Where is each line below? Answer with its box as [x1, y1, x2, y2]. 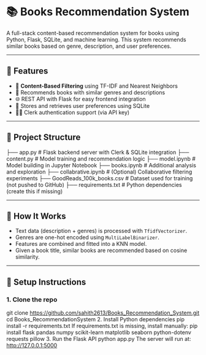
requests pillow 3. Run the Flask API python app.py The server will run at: [6, 335, 191, 343]
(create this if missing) [6, 188, 63, 195]
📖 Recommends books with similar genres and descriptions [15, 88, 166, 96]
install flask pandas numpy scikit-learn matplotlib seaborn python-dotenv [6, 329, 192, 336]
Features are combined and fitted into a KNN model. [15, 240, 147, 248]
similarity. [15, 253, 40, 261]
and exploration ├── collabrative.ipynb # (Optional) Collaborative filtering [6, 168, 193, 175]
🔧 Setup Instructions [6, 277, 86, 287]
